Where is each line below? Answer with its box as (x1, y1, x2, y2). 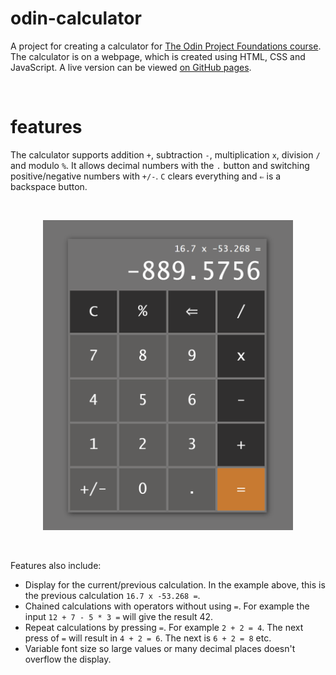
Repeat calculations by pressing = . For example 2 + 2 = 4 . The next (24, 621, 304, 633)
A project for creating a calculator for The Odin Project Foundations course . (10, 40, 322, 52)
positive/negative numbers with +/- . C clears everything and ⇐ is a (10, 170, 282, 182)
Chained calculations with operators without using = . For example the (24, 600, 310, 612)
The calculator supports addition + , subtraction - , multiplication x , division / (10, 148, 321, 161)
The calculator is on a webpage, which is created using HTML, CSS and (10, 50, 306, 62)
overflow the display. (24, 653, 112, 665)
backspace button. (10, 180, 88, 192)
